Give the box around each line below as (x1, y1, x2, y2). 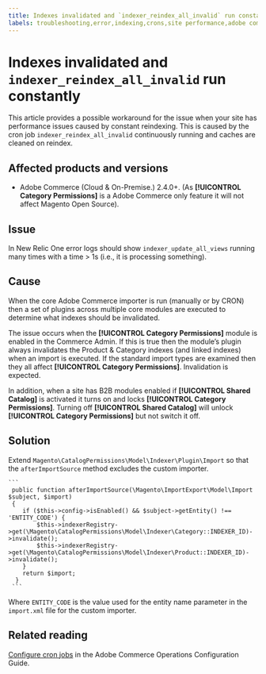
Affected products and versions (8, 161, 169, 175)
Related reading (8, 629, 89, 642)
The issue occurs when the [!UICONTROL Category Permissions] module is (8, 328, 258, 337)
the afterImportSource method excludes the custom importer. (8, 464, 209, 473)
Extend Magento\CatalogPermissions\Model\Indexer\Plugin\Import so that (8, 455, 249, 464)
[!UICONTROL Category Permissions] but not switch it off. (8, 410, 200, 421)
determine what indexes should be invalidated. (8, 313, 161, 322)
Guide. (8, 658, 30, 668)
